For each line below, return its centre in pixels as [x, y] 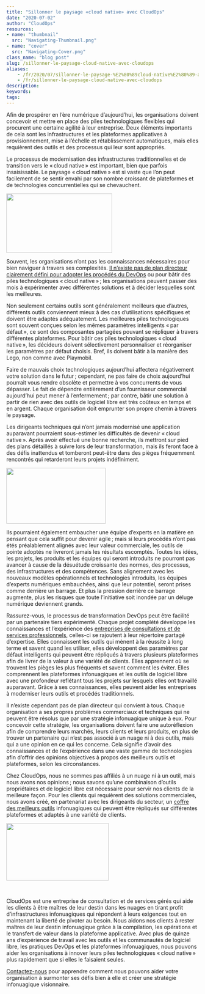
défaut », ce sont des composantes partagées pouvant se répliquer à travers [103, 331]
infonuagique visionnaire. [38, 984]
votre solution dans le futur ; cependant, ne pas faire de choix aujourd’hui [98, 376]
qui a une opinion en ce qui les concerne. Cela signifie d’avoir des [89, 744]
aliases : [17, 69]
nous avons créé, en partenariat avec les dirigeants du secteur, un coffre [98, 801]
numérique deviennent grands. [45, 603]
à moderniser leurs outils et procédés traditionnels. [70, 693]
